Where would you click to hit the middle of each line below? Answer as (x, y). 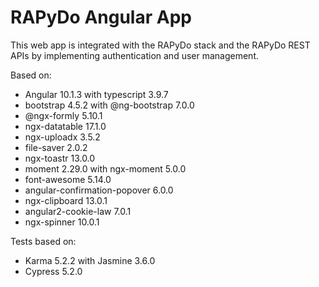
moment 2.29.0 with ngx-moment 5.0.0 (105, 168)
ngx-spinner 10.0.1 (62, 222)
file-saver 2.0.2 (56, 147)
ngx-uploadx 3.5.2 (62, 137)
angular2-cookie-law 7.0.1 (78, 211)
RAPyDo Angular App (101, 17)
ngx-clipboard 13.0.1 (66, 200)
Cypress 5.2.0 (53, 271)
